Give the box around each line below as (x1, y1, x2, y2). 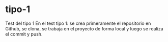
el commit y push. (5, 31, 43, 37)
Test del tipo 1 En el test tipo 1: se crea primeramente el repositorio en (5, 20, 151, 26)
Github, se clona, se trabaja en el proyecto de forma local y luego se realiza (5, 25, 164, 31)
